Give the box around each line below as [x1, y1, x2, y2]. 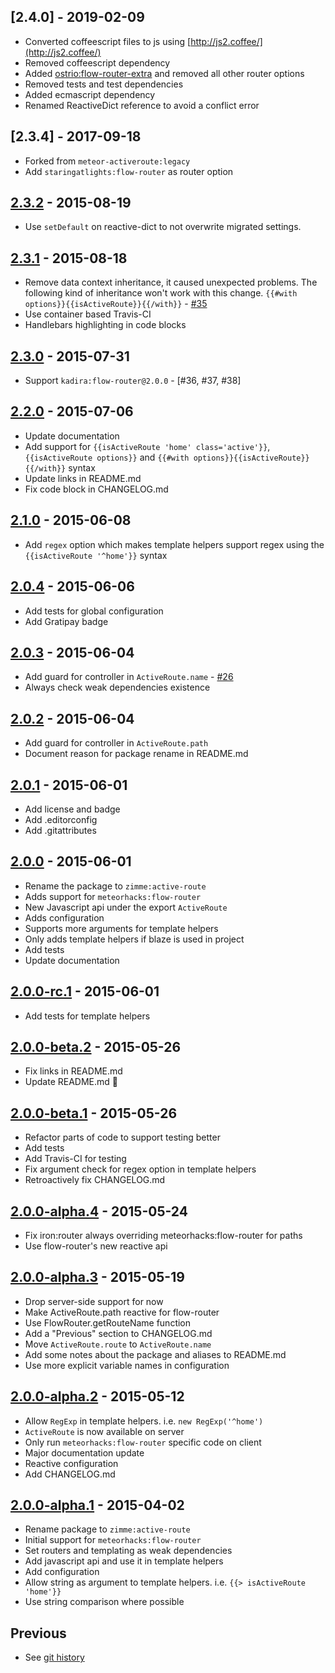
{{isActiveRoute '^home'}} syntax [24, 549, 168, 561]
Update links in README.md [24, 472, 142, 484]
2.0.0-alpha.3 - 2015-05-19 [10, 1269, 185, 1286]
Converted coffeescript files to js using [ [24, 35, 192, 47]
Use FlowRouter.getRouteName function [24, 1316, 192, 1329]
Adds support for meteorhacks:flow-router [24, 890, 202, 902]
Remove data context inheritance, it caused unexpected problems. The [24, 276, 318, 289]
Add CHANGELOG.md [24, 1468, 116, 1480]
